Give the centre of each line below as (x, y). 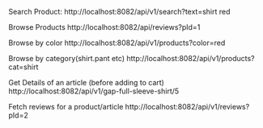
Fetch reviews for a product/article (66, 107)
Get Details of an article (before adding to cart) (86, 83)
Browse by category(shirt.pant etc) (67, 58)
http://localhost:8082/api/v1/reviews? (187, 107)
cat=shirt (23, 67)
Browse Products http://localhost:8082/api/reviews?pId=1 (104, 27)
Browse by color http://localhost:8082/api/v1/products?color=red (117, 43)
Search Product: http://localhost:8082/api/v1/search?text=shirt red (119, 12)
